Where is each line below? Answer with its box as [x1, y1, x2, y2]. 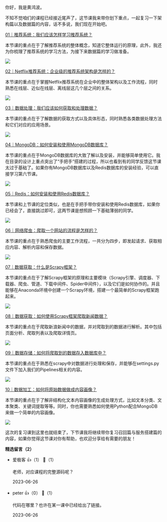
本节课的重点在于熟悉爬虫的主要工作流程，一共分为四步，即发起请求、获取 [5, 238, 158, 244]
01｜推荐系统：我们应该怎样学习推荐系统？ [5, 32, 93, 37]
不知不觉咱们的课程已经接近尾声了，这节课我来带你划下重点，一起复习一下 [5, 15, 158, 21]
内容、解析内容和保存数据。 [9, 244, 66, 250]
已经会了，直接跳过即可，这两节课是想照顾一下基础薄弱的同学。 [5, 208, 136, 213]
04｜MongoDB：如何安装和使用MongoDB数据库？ [5, 142, 108, 148]
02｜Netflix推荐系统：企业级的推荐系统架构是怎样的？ [5, 69, 115, 74]
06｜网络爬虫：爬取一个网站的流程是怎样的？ [5, 228, 98, 233]
